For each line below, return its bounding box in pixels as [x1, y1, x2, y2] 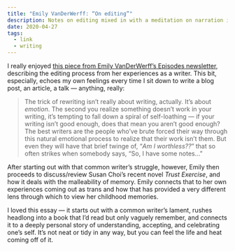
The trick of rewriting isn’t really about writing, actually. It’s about [24, 98, 212, 105]
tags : [7, 29, 23, 37]
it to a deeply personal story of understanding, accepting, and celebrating [7, 221, 220, 229]
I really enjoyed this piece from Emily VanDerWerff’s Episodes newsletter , [7, 62, 218, 70]
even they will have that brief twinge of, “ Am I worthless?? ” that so [24, 142, 215, 150]
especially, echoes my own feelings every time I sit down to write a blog [7, 77, 215, 84]
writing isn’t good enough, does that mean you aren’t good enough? [24, 120, 220, 128]
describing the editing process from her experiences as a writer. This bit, [7, 69, 217, 77]
